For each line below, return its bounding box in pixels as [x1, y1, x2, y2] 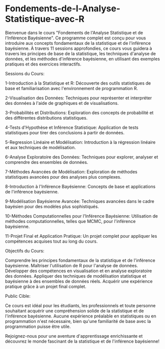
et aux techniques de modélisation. [5, 144, 76, 150]
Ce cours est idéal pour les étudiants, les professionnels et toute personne [5, 302, 156, 308]
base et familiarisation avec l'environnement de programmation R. [5, 85, 138, 91]
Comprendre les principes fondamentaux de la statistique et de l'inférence [5, 257, 156, 263]
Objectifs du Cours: [5, 248, 45, 254]
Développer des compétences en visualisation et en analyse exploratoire [5, 268, 152, 274]
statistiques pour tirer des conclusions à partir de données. [5, 129, 125, 135]
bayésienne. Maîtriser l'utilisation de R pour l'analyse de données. [5, 262, 138, 268]
